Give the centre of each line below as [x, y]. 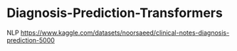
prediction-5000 [31, 40]
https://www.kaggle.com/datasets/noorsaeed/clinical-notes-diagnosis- [125, 33]
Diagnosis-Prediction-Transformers [115, 13]
